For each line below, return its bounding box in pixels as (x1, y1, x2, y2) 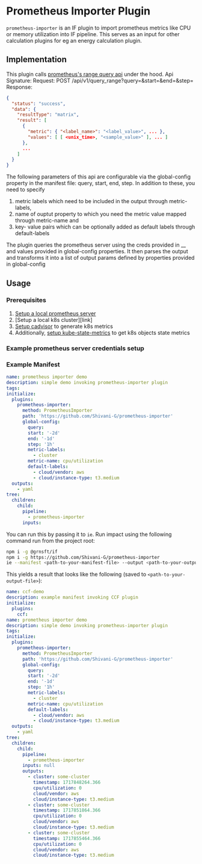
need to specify (6, 186, 45, 194)
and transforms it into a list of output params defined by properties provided (6, 254, 195, 262)
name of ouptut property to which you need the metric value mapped (14, 210, 186, 218)
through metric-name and (14, 217, 79, 224)
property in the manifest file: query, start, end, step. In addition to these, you (6, 180, 195, 187)
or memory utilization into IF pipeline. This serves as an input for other (6, 30, 180, 37)
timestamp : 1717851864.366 (32, 807, 101, 813)
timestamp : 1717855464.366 (32, 835, 101, 842)
